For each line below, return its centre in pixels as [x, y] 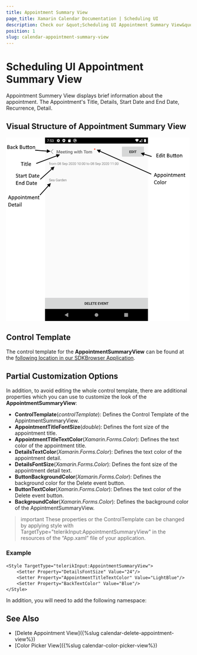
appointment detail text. [43, 470]
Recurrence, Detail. [29, 108]
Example [19, 553]
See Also [23, 619]
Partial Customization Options [62, 377]
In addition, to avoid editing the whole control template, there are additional [97, 390]
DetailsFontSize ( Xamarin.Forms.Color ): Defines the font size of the [96, 464]
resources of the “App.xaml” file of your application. [83, 538]
